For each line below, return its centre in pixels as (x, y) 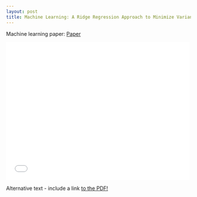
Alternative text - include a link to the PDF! (57, 188)
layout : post (22, 11)
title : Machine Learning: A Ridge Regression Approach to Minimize (90, 17)
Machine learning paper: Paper (43, 34)
